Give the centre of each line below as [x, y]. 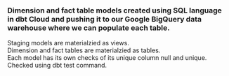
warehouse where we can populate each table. [89, 28]
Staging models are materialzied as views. [68, 43]
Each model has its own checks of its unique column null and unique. [107, 58]
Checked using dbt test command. [57, 66]
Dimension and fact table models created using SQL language [115, 10]
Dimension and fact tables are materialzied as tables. [84, 50]
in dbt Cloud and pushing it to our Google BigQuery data [105, 19]
